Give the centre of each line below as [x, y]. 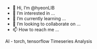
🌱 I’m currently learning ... [39, 18]
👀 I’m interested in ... [34, 13]
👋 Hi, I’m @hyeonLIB [33, 8]
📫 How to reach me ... [36, 30]
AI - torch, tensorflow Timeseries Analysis [49, 41]
